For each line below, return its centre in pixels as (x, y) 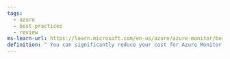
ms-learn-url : (27, 39)
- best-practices (38, 26)
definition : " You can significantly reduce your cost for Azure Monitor (115, 45)
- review (26, 32)
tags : (15, 13)
